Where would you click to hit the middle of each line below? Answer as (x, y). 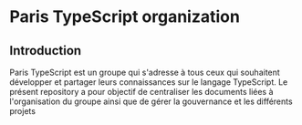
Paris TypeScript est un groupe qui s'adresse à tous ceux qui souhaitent (145, 72)
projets (23, 111)
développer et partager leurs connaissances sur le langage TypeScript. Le (149, 82)
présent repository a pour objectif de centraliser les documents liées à (141, 92)
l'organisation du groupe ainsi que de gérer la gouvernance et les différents (151, 101)
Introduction (46, 51)
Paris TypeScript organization (125, 17)
